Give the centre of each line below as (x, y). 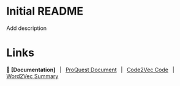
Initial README (45, 11)
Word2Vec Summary (32, 76)
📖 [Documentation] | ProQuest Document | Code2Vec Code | (90, 70)
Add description (27, 28)
